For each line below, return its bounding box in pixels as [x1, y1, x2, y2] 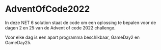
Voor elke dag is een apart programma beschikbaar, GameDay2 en [5, 34, 140, 40]
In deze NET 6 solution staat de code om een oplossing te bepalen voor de [5, 20, 156, 25]
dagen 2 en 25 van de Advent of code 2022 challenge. [5, 25, 116, 30]
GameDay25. [5, 39, 31, 45]
